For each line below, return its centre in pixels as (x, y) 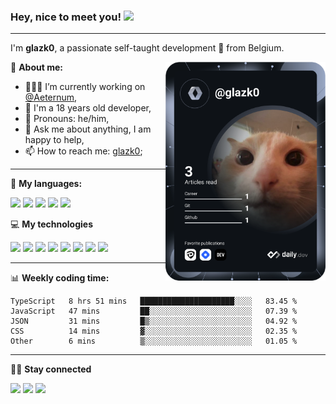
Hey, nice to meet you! (66, 17)
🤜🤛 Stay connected (51, 369)
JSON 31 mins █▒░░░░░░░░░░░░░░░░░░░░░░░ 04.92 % (154, 321)
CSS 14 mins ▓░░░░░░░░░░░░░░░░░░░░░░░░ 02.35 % (154, 331)
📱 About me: (36, 67)
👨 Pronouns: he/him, (67, 119)
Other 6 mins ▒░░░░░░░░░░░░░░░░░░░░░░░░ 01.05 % (154, 341)
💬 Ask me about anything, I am (88, 129)
